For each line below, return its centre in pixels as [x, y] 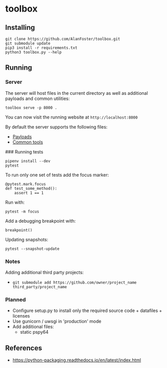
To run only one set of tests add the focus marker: [57, 175]
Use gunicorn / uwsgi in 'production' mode [57, 322]
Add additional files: [33, 327]
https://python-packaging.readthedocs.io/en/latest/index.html [77, 360]
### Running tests [24, 151]
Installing [20, 28]
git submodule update [28, 43]
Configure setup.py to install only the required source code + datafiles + [87, 310]
